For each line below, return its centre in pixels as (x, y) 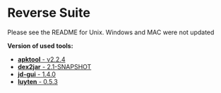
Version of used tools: (40, 45)
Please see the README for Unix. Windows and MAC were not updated (111, 32)
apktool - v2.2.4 (41, 59)
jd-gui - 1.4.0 (37, 74)
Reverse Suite (49, 13)
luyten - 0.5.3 (37, 81)
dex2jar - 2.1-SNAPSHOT (54, 66)
